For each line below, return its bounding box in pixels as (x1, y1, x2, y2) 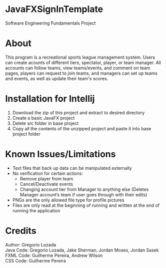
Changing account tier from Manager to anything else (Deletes (19, 186, 149, 192)
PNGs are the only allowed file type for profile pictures (12, 197, 124, 203)
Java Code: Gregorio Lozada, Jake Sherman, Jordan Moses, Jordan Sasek (5, 247, 159, 253)
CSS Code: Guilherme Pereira (5, 257, 66, 263)
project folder (12, 131, 41, 137)
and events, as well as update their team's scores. (5, 75, 108, 81)
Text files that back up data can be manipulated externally (12, 165, 132, 171)
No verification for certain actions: (12, 170, 83, 176)
